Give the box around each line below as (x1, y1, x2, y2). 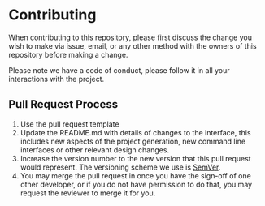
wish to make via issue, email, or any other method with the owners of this (8, 41, 258, 50)
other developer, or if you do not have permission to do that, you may (20, 179, 253, 189)
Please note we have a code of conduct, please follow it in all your (8, 65, 230, 75)
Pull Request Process (8, 97, 119, 111)
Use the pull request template (20, 119, 119, 129)
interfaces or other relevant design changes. (20, 144, 169, 155)
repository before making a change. (8, 49, 128, 59)
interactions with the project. (8, 74, 105, 84)
